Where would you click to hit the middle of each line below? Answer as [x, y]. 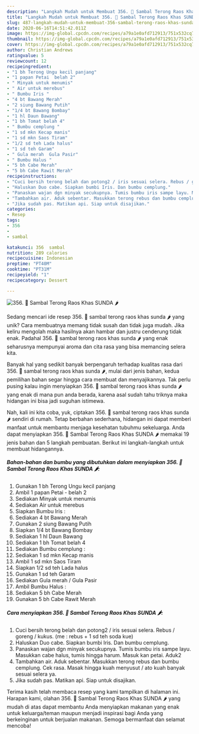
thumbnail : [20, 39]
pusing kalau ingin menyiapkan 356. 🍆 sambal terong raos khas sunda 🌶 [94, 386]
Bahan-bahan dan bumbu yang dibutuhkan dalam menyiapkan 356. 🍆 [94, 462]
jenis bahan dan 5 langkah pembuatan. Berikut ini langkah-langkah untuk [95, 442]
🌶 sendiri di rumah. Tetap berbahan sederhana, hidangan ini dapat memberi [99, 419]
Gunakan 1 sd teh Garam [45, 574]
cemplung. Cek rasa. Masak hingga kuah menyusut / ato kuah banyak [100, 667]
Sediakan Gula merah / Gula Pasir [56, 580]
